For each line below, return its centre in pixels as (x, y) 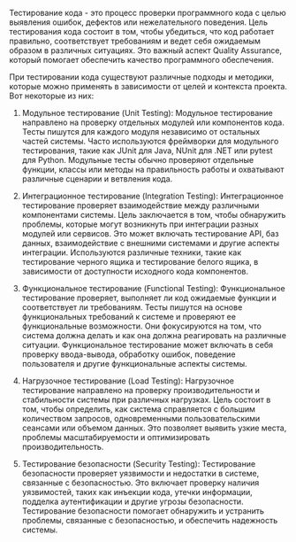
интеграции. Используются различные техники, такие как (132, 252)
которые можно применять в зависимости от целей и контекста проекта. (148, 86)
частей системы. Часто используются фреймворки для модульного (150, 141)
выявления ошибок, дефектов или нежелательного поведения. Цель (138, 22)
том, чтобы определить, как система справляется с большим (139, 409)
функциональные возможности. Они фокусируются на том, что (142, 326)
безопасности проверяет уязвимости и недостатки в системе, (140, 473)
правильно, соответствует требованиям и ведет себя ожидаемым (135, 41)
